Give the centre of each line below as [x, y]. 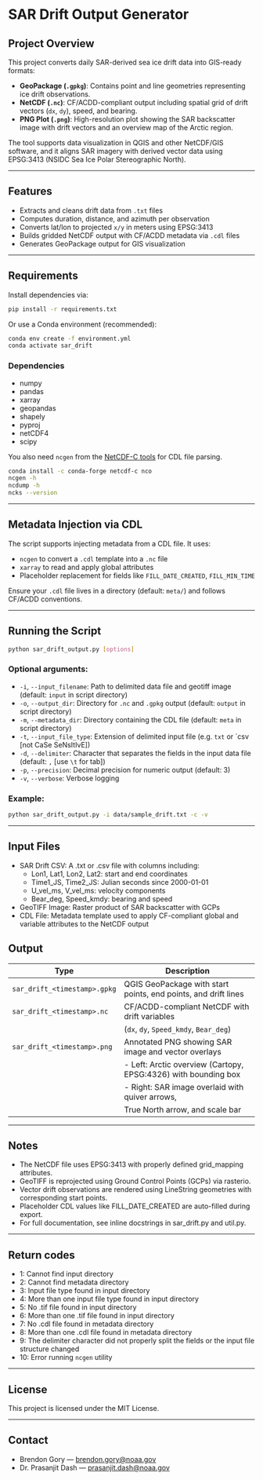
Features [30, 191]
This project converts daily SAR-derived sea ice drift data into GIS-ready [125, 62]
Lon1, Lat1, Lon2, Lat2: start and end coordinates [109, 874]
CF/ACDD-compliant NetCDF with [187, 1007]
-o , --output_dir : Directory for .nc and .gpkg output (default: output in [133, 703]
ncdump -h [24, 486]
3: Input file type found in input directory [85, 1291]
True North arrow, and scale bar [182, 1109]
